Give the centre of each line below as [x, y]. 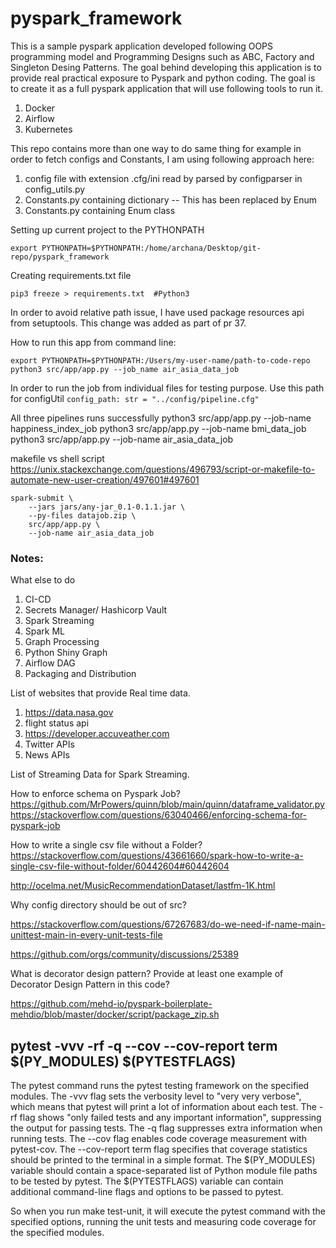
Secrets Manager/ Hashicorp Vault [96, 610]
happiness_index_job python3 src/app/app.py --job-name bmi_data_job [158, 428]
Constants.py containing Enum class [100, 210]
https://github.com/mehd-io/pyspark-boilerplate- [111, 1004]
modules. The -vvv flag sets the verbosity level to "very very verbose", [156, 1096]
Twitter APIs [49, 744]
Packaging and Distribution [80, 674]
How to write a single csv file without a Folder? [106, 845]
